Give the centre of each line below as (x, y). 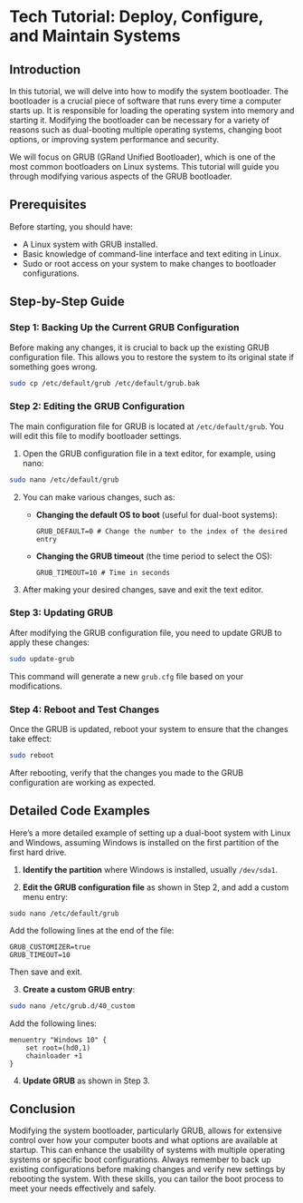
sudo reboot (32, 756)
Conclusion (43, 1109)
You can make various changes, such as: (99, 497)
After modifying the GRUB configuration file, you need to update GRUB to (146, 632)
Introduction (45, 69)
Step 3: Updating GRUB (62, 612)
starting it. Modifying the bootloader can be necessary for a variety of (139, 120)
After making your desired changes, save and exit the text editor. (143, 589)
